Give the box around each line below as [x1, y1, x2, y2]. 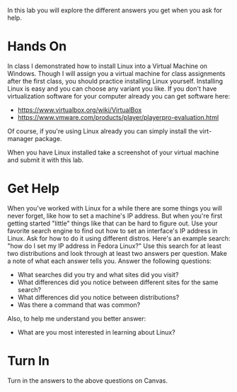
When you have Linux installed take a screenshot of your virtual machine [7, 148, 219, 157]
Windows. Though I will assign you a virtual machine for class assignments [7, 69, 226, 77]
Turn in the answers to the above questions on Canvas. [7, 376, 168, 385]
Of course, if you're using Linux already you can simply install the [7, 127, 198, 135]
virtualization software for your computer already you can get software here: [7, 91, 231, 100]
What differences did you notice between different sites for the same [17, 278, 219, 286]
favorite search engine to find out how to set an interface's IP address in [7, 226, 218, 235]
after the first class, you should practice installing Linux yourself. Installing [7, 77, 224, 85]
